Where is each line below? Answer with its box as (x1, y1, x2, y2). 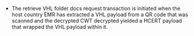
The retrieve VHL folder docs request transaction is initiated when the (11, 5, 180, 12)
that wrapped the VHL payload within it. (11, 23, 108, 30)
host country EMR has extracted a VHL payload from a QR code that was (11, 11, 188, 18)
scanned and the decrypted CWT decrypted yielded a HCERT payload (11, 17, 182, 24)
